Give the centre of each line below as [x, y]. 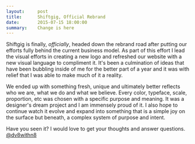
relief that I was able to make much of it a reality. [65, 75]
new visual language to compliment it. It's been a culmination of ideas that [95, 63]
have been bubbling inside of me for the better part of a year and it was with [98, 69]
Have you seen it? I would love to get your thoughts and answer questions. [96, 129]
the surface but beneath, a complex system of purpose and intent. [86, 118]
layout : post [27, 11]
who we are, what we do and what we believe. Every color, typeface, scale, [97, 93]
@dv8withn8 [21, 135]
